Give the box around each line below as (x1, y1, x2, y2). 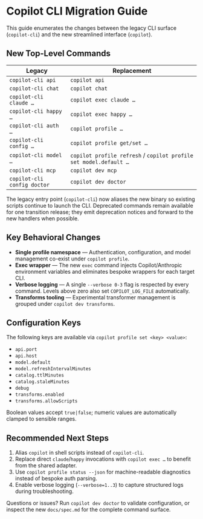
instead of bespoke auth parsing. (14, 475, 98, 482)
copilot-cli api (9, 76, 56, 83)
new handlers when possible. (6, 214, 80, 222)
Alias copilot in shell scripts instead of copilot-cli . (14, 449, 144, 456)
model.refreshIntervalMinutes (14, 366, 92, 372)
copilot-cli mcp (9, 167, 56, 174)
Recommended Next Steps (6, 433, 109, 443)
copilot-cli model (9, 152, 62, 158)
